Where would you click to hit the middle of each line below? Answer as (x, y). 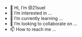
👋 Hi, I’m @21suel (28, 8)
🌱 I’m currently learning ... (36, 18)
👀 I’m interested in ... (31, 13)
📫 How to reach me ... (33, 29)
